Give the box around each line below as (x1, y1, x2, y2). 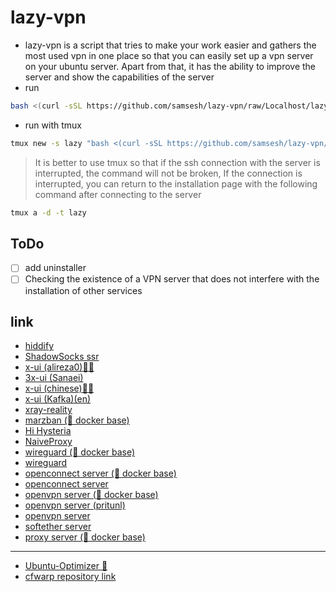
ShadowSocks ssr (24, 351, 100, 363)
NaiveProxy (24, 436, 73, 448)
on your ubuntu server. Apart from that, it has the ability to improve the (24, 60, 317, 72)
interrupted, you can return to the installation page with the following (34, 177, 318, 190)
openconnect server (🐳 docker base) (24, 467, 177, 480)
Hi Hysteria (24, 425, 72, 437)
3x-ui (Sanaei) (24, 372, 84, 384)
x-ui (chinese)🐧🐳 (24, 382, 95, 395)
